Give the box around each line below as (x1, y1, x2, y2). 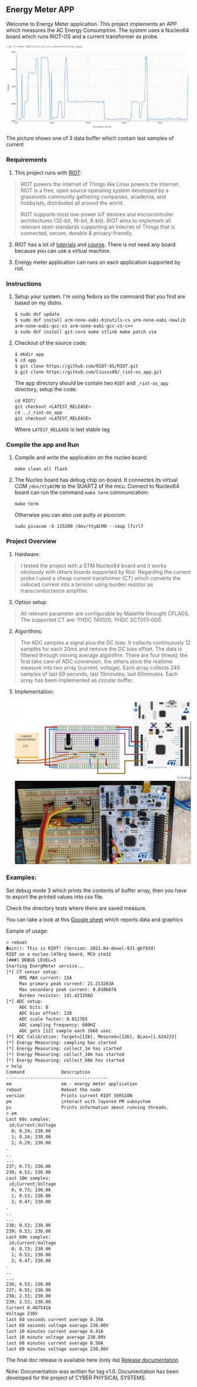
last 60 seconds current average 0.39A (6, 1316, 104, 1322)
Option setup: (14, 598, 48, 606)
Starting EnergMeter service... (6, 963, 85, 969)
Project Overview (6, 537, 57, 546)
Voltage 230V (6, 1310, 38, 1316)
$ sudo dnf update (14, 311, 60, 317)
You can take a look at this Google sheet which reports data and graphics (6, 916, 184, 923)
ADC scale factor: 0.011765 (19, 1016, 88, 1022)
